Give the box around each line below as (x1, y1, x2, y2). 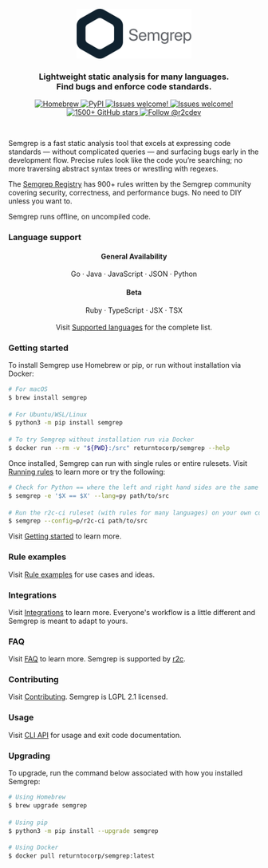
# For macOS (8, 385, 48, 393)
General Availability (100, 251, 167, 261)
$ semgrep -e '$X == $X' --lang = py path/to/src (8, 491, 170, 499)
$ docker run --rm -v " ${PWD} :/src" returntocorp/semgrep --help (8, 444, 230, 452)
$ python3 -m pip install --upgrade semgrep (8, 827, 159, 834)
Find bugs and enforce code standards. (56, 81, 212, 92)
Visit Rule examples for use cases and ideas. (8, 570, 156, 579)
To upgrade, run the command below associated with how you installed (8, 768, 243, 778)
